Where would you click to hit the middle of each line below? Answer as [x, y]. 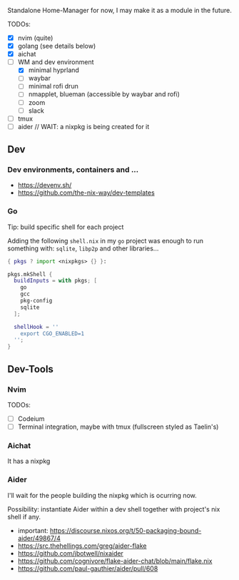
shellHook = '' [36, 327]
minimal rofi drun [53, 86]
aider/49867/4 [39, 538]
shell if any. [24, 517]
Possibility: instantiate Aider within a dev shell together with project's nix [114, 509]
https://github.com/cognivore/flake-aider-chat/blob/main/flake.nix [115, 561]
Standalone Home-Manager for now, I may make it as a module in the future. [119, 10]
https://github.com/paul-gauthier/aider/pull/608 [88, 568]
